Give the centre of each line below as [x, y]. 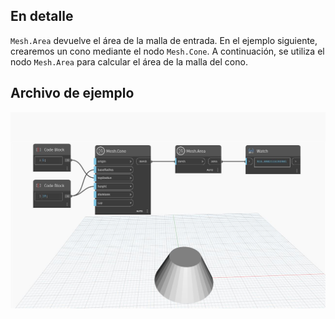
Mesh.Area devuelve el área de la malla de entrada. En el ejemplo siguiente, [164, 40]
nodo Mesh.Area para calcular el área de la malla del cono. [129, 61]
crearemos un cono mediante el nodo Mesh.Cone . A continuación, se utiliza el [167, 51]
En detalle [42, 16]
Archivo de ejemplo [72, 93]
